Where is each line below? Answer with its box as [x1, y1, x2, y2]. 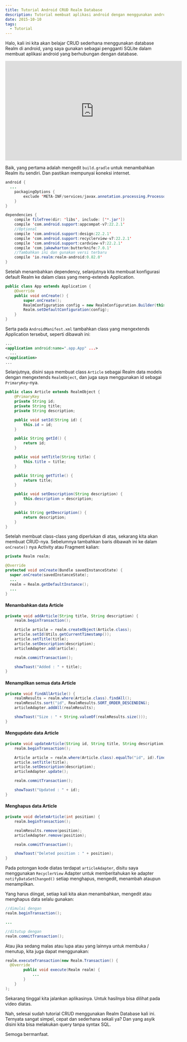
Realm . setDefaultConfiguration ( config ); [23, 307, 109, 313]
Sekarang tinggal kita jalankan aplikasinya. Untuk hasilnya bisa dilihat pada [5, 995, 160, 1002]
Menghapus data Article [5, 803, 57, 809]
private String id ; [14, 399, 55, 404]
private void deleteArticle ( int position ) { [5, 814, 100, 819]
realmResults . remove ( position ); [14, 828, 82, 833]
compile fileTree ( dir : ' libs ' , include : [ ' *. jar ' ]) [14, 217, 125, 223]
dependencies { [5, 212, 37, 218]
